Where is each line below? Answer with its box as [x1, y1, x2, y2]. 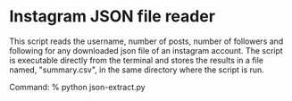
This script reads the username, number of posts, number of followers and [9, 36, 284, 46]
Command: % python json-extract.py [9, 81, 146, 92]
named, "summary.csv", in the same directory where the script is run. [9, 64, 265, 75]
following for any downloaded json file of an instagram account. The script [9, 45, 283, 55]
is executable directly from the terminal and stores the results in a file [9, 55, 264, 65]
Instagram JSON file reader [9, 6, 216, 27]
